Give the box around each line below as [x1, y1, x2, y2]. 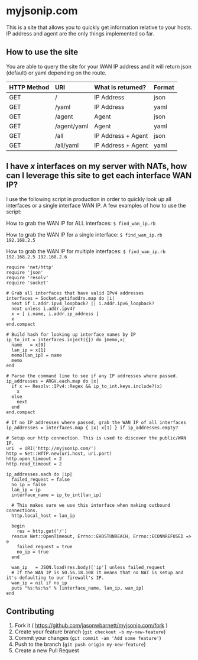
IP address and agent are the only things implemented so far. [6, 30, 155, 37]
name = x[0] [11, 342, 46, 348]
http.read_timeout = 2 [6, 461, 62, 467]
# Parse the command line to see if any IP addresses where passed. [6, 373, 178, 379]
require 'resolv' [6, 274, 49, 280]
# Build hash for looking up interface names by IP [6, 331, 136, 338]
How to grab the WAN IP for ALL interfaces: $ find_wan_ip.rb [6, 219, 156, 227]
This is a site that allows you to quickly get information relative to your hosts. [6, 24, 193, 31]
